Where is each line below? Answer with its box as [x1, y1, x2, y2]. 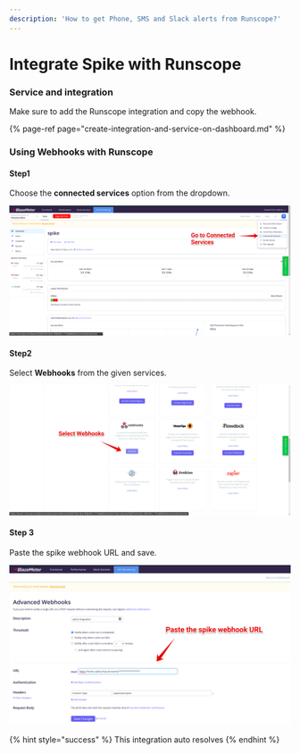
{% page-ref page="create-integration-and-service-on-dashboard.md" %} [9, 123, 286, 134]
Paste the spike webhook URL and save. [9, 547, 157, 557]
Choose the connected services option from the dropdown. [9, 188, 230, 198]
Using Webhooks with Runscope [9, 146, 154, 158]
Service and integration [9, 86, 113, 98]
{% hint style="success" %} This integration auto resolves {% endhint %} [9, 734, 280, 745]
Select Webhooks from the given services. [9, 367, 167, 379]
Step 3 [9, 527, 34, 538]
